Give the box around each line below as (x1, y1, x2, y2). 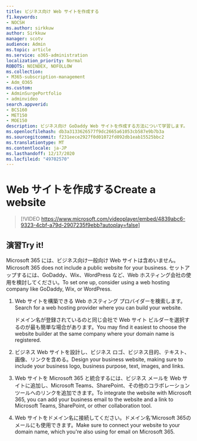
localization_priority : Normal (6, 58, 83, 63)
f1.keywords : (6, 14, 38, 20)
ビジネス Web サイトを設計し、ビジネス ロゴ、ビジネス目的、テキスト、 (14, 349, 190, 355)
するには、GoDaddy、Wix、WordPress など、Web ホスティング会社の (16, 271, 186, 278)
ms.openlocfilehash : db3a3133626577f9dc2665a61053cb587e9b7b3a (6, 129, 165, 135)
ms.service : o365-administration (6, 52, 88, 58)
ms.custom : (6, 85, 33, 91)
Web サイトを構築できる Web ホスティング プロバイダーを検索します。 (14, 298, 186, 304)
